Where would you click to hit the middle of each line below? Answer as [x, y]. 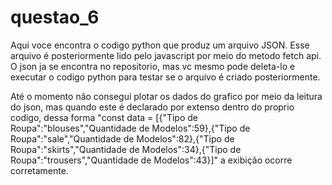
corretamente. [39, 170]
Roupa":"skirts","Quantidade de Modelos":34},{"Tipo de [126, 149]
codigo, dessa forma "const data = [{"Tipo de [104, 117]
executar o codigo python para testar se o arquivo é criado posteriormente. [165, 77]
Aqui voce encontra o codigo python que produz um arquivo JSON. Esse [160, 45]
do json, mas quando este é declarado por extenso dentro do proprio [152, 107]
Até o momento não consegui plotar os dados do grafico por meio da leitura [166, 96]
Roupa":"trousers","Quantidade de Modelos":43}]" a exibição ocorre [151, 160]
